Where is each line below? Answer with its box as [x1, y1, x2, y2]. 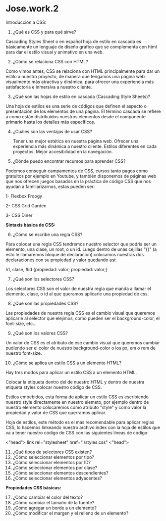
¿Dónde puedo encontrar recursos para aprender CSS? [12, 158, 126, 164]
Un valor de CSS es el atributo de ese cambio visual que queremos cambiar [5, 339, 160, 345]
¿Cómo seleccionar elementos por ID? [12, 459, 91, 465]
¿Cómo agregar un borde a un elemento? [12, 505, 97, 511]
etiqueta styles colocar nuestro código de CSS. [5, 384, 102, 390]
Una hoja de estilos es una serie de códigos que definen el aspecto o [5, 103, 147, 109]
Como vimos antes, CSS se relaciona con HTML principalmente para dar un [5, 68, 160, 74]
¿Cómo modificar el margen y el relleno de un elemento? [12, 510, 128, 516]
